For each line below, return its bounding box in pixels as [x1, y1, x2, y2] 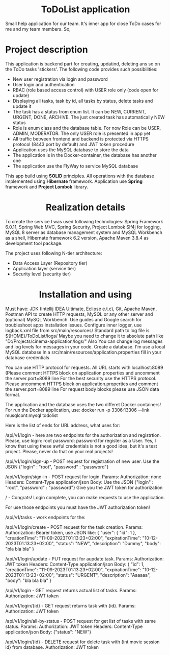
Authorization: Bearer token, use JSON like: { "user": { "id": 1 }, [5, 529, 136, 535]
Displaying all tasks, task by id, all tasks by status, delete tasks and [12, 98, 153, 104]
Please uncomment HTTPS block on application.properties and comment [5, 381, 159, 387]
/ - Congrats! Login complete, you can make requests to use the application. [5, 494, 165, 500]
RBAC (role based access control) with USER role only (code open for [12, 87, 159, 93]
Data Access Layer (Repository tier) [12, 260, 88, 266]
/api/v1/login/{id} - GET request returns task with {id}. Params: [5, 602, 136, 609]
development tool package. [5, 240, 63, 246]
